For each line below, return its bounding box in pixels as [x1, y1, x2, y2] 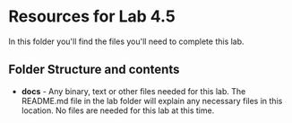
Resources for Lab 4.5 [8, 6, 176, 27]
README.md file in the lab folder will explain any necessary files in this [21, 95, 283, 106]
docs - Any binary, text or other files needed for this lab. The [21, 85, 246, 96]
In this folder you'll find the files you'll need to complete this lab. [8, 36, 245, 47]
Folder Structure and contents [8, 62, 180, 77]
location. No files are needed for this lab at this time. [21, 105, 215, 116]
